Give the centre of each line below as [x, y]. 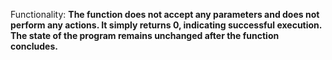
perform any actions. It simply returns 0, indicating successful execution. [166, 25]
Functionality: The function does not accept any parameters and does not [165, 14]
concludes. [34, 46]
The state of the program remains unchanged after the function [145, 35]
